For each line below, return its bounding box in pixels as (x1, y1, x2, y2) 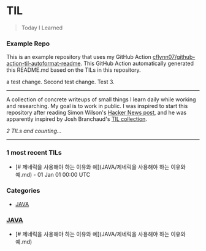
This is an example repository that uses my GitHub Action (6, 53, 151, 61)
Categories (6, 187, 40, 195)
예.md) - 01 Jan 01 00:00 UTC (15, 171, 91, 178)
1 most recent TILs (6, 149, 63, 157)
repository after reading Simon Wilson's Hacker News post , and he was (6, 109, 187, 117)
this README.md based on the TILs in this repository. (6, 66, 141, 74)
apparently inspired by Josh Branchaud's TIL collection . (6, 115, 147, 123)
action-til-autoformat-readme (6, 60, 81, 68)
